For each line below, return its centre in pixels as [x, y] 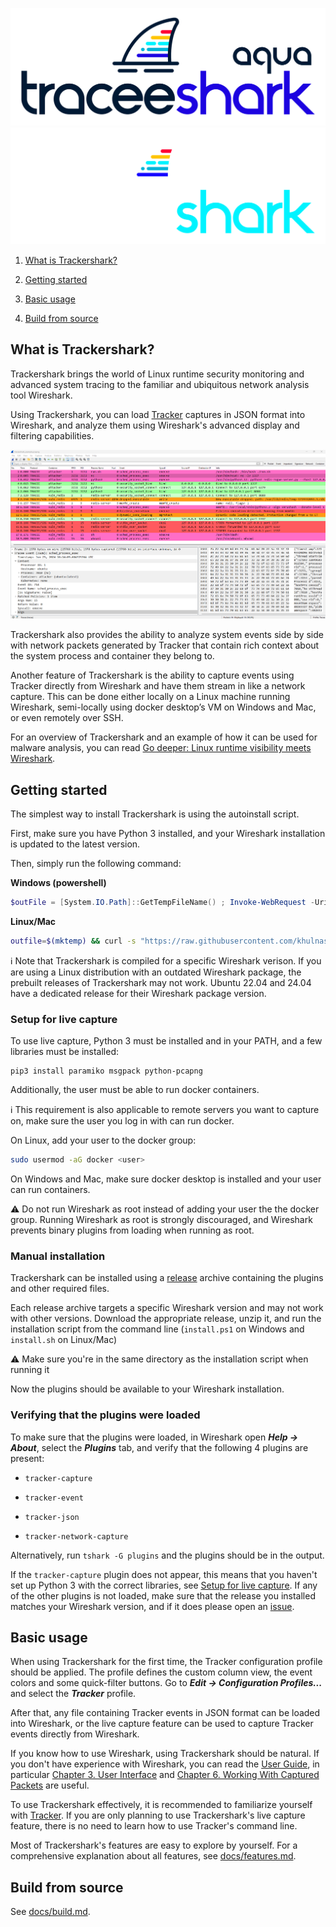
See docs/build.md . [50, 1912]
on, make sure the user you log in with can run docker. [122, 1121]
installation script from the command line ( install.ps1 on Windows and [157, 1329]
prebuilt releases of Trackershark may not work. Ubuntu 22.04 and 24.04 [161, 982]
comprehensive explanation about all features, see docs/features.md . [153, 1856]
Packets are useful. [50, 1785]
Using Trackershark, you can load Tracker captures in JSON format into [158, 414]
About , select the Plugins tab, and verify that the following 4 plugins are [159, 1447]
